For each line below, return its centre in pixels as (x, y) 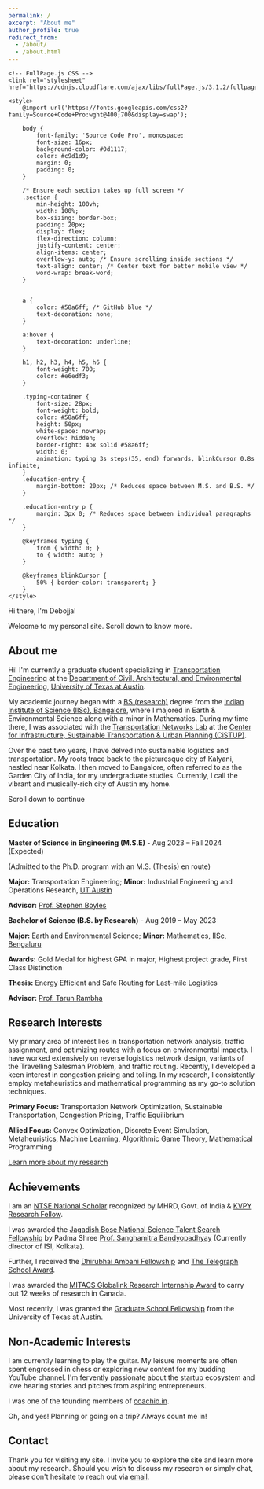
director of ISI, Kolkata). (46, 1246)
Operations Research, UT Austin (60, 890)
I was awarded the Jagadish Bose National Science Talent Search (114, 1230)
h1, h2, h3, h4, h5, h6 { (65, 362)
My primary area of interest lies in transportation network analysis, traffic (126, 1042)
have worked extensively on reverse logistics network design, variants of (126, 1058)
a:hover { (38, 335)
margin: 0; (54, 163)
